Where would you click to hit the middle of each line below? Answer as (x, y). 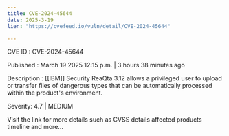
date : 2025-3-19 (30, 20)
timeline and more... (35, 127)
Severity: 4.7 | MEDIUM (40, 106)
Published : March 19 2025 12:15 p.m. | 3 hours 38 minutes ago (96, 65)
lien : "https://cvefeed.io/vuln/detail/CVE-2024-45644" (89, 26)
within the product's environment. (55, 93)
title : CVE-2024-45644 (40, 13)
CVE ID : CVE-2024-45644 (45, 52)
